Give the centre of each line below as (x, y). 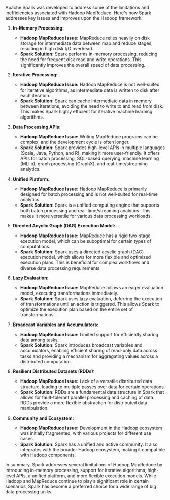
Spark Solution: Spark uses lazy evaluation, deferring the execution (91, 299)
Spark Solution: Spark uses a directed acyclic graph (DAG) (82, 252)
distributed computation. (46, 361)
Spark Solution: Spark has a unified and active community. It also (89, 444)
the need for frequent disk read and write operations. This (81, 60)
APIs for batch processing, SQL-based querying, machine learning (90, 158)
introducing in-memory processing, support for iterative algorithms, (76, 470)
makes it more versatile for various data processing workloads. (86, 216)
